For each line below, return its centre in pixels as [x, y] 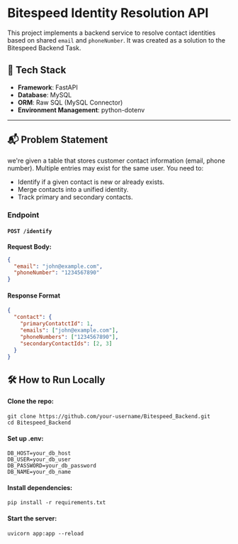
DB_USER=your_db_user [39, 459]
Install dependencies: [40, 487]
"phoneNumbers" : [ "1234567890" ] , [69, 337]
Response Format [34, 295]
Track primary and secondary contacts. [75, 197]
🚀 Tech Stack [37, 70]
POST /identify [30, 232]
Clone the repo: [31, 401]
